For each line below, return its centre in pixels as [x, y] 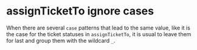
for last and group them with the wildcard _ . [61, 40]
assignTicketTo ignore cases [80, 11]
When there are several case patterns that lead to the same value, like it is [98, 28]
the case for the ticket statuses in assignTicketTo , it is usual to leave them [99, 34]
